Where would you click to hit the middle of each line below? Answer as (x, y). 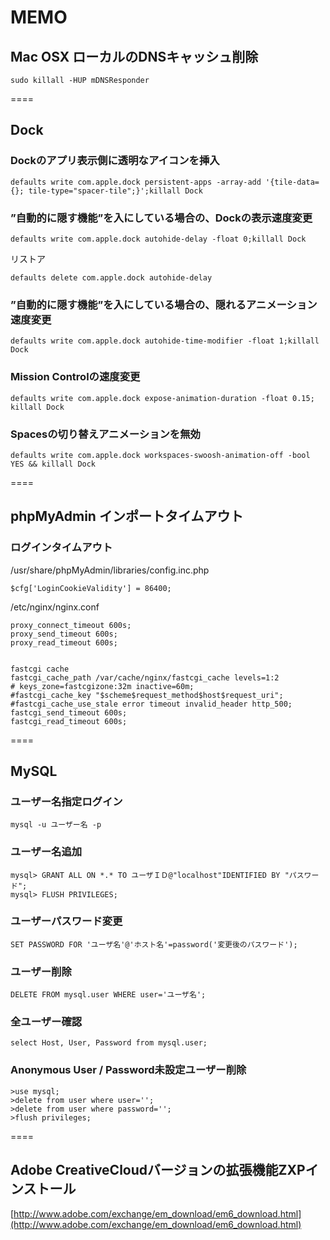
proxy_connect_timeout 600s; (71, 625)
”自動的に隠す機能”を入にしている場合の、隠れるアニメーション (164, 304)
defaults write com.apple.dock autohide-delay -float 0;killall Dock (158, 239)
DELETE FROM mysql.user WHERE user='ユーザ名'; (108, 995)
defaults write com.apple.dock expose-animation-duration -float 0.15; (162, 398)
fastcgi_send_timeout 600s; (69, 712)
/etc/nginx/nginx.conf (55, 607)
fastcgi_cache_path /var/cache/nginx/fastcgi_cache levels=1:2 (145, 677)
